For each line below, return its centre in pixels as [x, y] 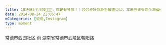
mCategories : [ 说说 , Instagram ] [37, 19]
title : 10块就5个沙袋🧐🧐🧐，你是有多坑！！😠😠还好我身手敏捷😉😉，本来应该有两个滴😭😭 [85, 10]
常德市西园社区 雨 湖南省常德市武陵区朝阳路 [50, 38]
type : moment [19, 23]
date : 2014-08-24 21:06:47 [33, 14]
